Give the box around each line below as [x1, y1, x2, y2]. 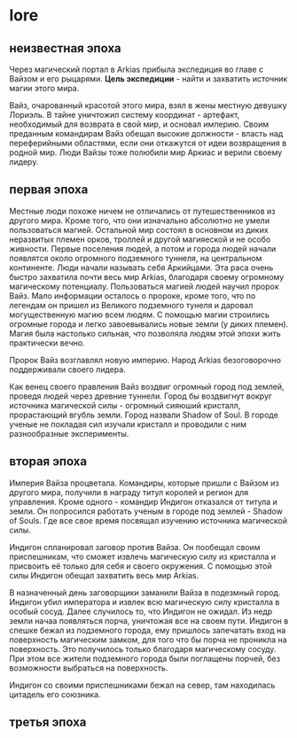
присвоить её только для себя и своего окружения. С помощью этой [9, 560, 272, 571]
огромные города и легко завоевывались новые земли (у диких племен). [9, 318, 289, 329]
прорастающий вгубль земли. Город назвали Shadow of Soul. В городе [9, 409, 279, 420]
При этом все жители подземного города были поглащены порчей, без [9, 653, 281, 664]
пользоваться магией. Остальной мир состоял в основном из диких [9, 224, 269, 235]
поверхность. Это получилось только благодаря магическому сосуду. [9, 643, 277, 654]
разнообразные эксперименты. [9, 428, 129, 439]
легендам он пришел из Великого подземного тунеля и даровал [9, 299, 254, 310]
